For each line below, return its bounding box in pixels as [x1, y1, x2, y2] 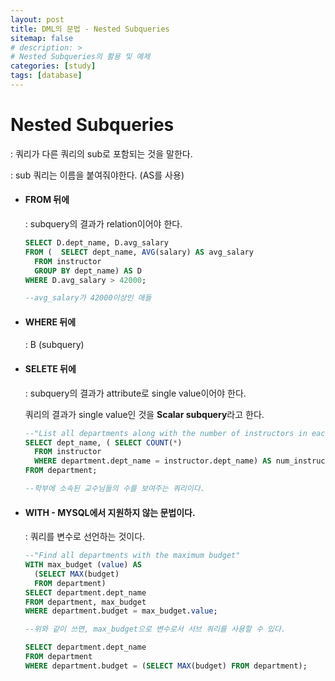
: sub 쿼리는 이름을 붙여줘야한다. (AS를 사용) [10, 169, 185, 181]
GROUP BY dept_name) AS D [34, 266, 142, 276]
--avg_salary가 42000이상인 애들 [24, 293, 152, 303]
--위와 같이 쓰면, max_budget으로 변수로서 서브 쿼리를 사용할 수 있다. [24, 624, 287, 635]
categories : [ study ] [10, 61, 97, 71]
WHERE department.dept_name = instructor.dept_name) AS [34, 456, 272, 466]
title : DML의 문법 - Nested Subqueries [10, 24, 170, 34]
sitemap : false [10, 33, 74, 43]
